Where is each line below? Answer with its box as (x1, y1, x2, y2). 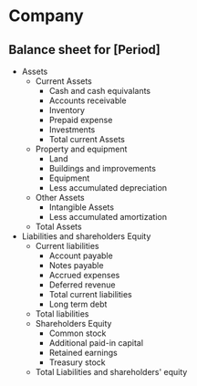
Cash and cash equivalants (48, 86, 151, 96)
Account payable (48, 250, 113, 261)
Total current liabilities (48, 289, 133, 299)
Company (8, 5, 84, 26)
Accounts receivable (48, 95, 127, 106)
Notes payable (48, 260, 104, 270)
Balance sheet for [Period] (8, 42, 161, 57)
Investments (48, 124, 96, 135)
